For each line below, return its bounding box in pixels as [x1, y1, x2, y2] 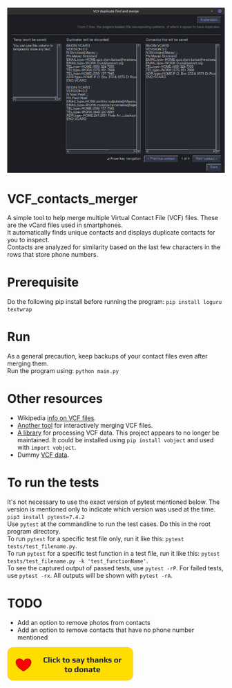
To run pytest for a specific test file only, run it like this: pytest [7, 534, 184, 543]
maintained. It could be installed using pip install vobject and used [17, 436, 214, 444]
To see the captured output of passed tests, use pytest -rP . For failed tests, [7, 564, 224, 572]
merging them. [7, 359, 49, 368]
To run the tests [7, 475, 99, 491]
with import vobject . [17, 444, 77, 452]
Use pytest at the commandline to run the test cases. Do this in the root [7, 520, 211, 528]
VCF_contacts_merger [7, 191, 138, 206]
